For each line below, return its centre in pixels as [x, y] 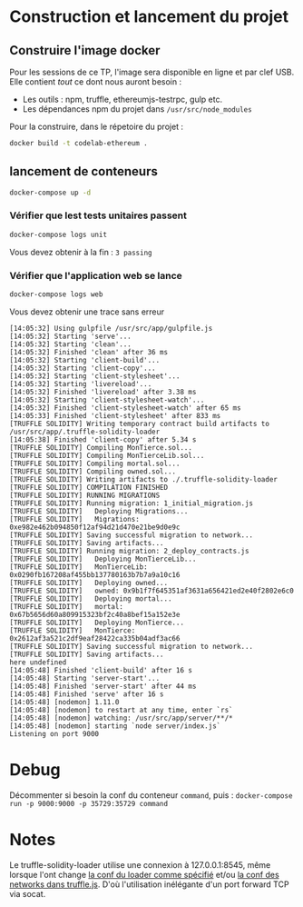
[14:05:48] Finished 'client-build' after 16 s [101, 670]
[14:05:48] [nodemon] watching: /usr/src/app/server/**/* [121, 718]
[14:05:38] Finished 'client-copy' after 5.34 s [103, 439]
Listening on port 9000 [54, 733]
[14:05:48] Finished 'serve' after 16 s [87, 694]
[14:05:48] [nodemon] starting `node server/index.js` [115, 726]
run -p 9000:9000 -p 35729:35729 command [89, 803]
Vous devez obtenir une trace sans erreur [87, 312]
